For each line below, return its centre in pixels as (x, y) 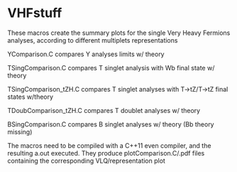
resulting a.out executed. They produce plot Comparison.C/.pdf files (106, 153)
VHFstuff (35, 13)
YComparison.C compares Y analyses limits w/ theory (86, 54)
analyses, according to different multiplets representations (93, 40)
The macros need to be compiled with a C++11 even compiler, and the (109, 145)
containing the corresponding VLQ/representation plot (86, 161)
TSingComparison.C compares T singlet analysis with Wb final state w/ (111, 68)
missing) (20, 131)
